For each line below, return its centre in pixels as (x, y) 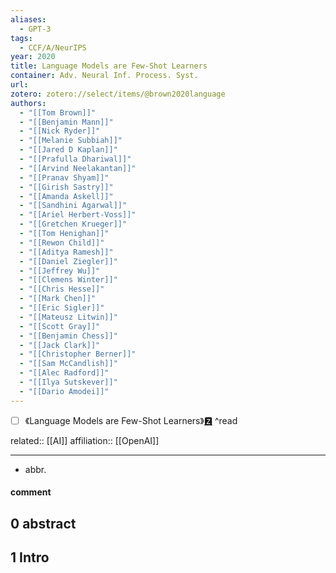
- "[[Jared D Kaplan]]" (68, 150)
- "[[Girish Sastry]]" (66, 187)
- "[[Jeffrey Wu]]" (60, 271)
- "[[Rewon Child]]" (62, 242)
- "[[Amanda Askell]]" (66, 196)
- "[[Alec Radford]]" (64, 373)
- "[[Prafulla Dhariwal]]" (75, 159)
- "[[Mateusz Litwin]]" (68, 317)
